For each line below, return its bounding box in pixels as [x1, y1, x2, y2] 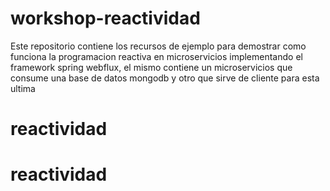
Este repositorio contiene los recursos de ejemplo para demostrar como [10, 40, 307, 52]
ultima [10, 82, 36, 94]
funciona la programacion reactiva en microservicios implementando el [10, 50, 303, 62]
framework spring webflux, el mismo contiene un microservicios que [10, 61, 293, 73]
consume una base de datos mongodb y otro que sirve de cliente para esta [10, 72, 320, 84]
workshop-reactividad [10, 7, 201, 30]
